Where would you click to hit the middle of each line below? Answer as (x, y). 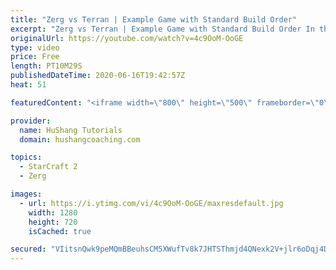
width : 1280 (53, 212)
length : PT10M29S (46, 66)
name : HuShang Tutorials (71, 130)
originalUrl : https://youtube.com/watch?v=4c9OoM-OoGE (127, 38)
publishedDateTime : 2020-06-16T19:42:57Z (98, 76)
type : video (35, 47)
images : (26, 194)
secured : (28, 249)
